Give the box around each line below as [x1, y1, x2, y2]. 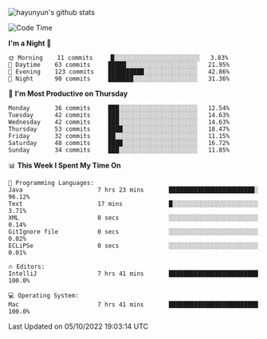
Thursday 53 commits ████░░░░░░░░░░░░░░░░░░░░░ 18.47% [8, 125, 230, 133]
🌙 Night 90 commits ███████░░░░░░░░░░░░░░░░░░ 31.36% [8, 75, 230, 83]
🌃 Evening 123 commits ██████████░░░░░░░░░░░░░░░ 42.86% [8, 68, 230, 76]
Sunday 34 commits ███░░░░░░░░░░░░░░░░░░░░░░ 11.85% [8, 146, 230, 154]
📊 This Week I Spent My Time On [8, 160, 121, 170]
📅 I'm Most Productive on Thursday [8, 89, 128, 98]
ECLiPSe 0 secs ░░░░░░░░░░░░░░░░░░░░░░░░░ [8, 242, 259, 250]
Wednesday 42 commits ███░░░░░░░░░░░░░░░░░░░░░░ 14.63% [8, 118, 230, 126]
